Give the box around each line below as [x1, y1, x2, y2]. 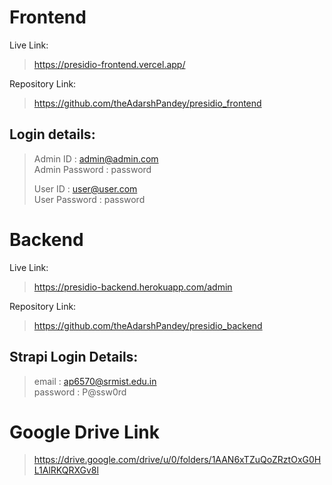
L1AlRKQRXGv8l [33, 464, 99, 476]
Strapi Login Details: [9, 349, 139, 366]
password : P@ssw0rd [33, 386, 127, 398]
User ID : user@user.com [33, 182, 138, 195]
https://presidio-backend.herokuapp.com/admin [33, 281, 233, 293]
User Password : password [33, 193, 146, 205]
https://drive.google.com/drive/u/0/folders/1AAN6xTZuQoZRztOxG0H [33, 454, 322, 466]
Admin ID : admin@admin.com [33, 152, 159, 165]
